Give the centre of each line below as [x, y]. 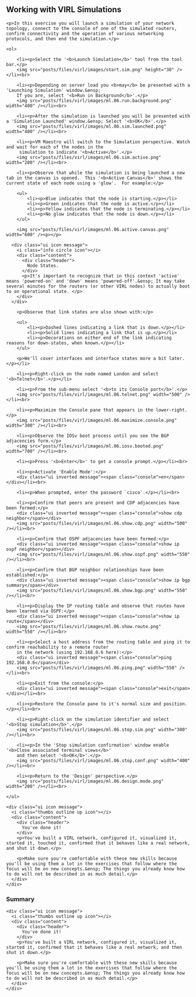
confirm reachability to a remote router [58, 647]
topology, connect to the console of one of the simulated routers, [92, 28]
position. [175, 704]
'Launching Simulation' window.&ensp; [53, 90]
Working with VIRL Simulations [64, 10]
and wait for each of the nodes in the [55, 147]
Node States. [43, 265]
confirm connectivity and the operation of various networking [85, 34]
